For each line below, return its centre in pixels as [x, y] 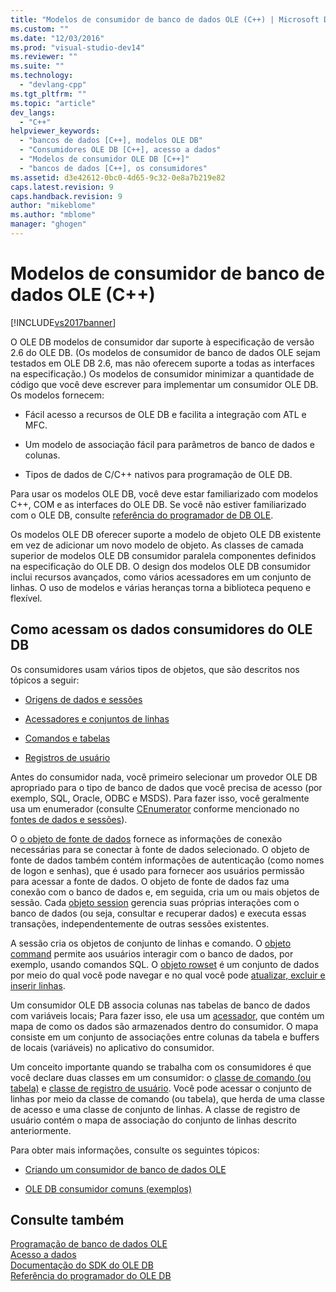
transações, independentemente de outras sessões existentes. [140, 923]
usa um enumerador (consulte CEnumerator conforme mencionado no [155, 808]
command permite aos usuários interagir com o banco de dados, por [152, 953]
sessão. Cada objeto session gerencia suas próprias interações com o [155, 902]
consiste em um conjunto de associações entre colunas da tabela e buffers [165, 1037]
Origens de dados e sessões [83, 699]
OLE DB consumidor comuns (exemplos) [108, 1188]
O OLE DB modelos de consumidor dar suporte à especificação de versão [162, 342]
